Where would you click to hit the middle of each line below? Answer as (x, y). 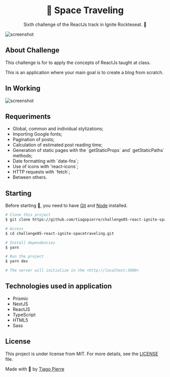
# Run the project (25, 257)
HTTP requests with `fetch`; (41, 172)
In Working (23, 88)
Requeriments (28, 116)
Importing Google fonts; (37, 134)
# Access (14, 229)
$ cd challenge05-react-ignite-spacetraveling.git (60, 233)
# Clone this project (28, 215)
